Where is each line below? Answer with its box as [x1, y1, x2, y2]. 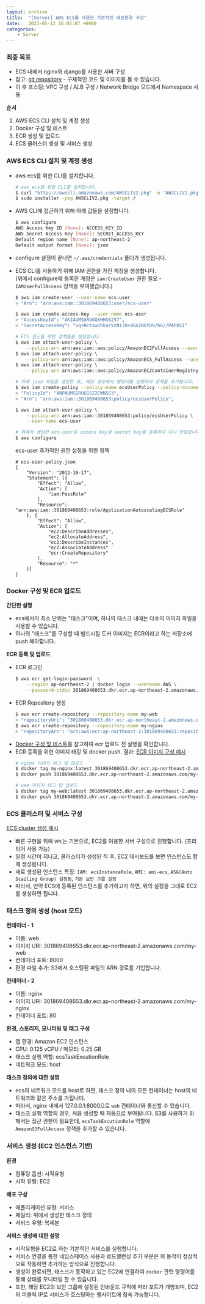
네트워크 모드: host [15, 1061, 61, 1068]
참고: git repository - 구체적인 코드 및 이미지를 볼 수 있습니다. [15, 76, 162, 83]
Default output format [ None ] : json [15, 242, 109, 248]
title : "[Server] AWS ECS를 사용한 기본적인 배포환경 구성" [6, 15, 147, 21]
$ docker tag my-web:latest [15, 788, 87, 795]
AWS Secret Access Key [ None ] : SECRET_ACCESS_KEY [15, 231, 145, 237]
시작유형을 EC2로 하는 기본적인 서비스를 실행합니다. [15, 1245, 138, 1252]
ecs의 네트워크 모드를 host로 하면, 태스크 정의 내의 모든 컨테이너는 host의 [15, 1087, 191, 1094]
